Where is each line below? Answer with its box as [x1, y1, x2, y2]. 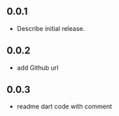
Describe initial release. [16, 24, 85, 32]
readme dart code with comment [16, 102, 113, 111]
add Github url [16, 63, 59, 72]
